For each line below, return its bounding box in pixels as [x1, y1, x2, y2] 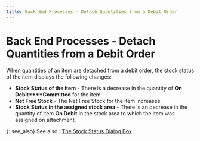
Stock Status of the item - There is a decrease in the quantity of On [14, 84, 182, 92]
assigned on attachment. [14, 116, 76, 123]
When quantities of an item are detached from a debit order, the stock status [6, 67, 195, 74]
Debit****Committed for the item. [14, 90, 103, 98]
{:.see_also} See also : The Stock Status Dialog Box [6, 127, 133, 134]
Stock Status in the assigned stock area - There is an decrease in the [14, 104, 188, 111]
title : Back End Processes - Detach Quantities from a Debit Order [6, 8, 178, 15]
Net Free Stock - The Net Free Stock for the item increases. [14, 97, 162, 104]
